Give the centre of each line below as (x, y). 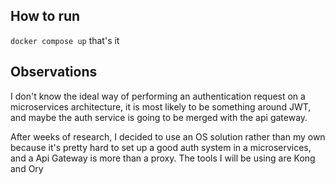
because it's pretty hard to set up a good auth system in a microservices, (161, 147)
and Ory (27, 168)
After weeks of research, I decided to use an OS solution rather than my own (168, 136)
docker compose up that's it (65, 40)
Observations (54, 72)
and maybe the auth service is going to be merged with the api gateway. (159, 117)
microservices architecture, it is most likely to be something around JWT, (161, 106)
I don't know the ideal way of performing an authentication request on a (158, 96)
